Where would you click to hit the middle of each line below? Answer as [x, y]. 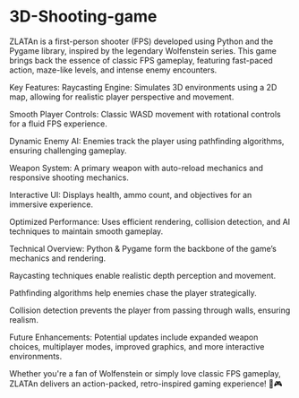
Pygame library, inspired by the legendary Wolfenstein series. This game [143, 50]
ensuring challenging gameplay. [68, 151]
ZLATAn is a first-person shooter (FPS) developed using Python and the [141, 41]
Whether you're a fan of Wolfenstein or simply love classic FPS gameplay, [145, 373]
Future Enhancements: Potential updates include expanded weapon [134, 337]
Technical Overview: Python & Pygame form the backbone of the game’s [143, 248]
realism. [24, 319]
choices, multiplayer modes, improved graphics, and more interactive [137, 346]
